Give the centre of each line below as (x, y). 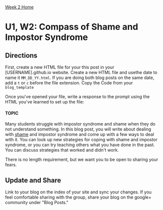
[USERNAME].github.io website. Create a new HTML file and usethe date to (81, 72)
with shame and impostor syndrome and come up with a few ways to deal (80, 134)
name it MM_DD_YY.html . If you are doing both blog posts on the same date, (80, 78)
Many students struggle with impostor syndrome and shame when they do (80, 124)
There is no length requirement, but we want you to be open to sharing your (82, 159)
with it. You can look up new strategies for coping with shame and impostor (81, 140)
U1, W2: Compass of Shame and (72, 27)
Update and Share (33, 180)
